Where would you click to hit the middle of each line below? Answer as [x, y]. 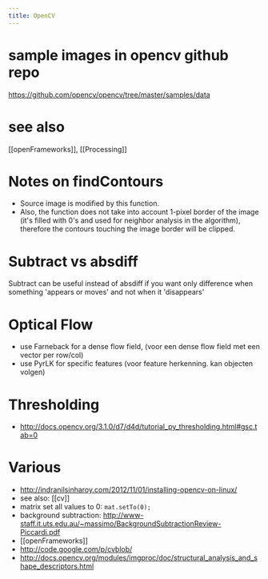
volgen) [32, 372]
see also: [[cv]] [45, 498]
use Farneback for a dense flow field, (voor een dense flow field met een [140, 347]
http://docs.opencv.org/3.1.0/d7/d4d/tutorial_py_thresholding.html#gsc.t [138, 427]
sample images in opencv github [119, 55]
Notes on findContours [86, 181]
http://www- [123, 515]
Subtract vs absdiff [73, 261]
